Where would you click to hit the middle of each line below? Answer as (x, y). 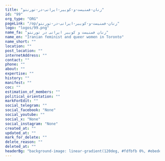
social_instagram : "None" (31, 124)
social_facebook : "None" (30, 110)
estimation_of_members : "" (33, 92)
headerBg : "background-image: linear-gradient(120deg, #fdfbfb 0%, (76, 151)
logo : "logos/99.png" (27, 28)
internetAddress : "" (26, 55)
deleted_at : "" (21, 147)
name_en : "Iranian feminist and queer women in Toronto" (65, 37)
